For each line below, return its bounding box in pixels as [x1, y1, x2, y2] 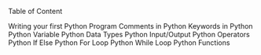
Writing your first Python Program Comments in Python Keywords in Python [8, 22, 253, 30]
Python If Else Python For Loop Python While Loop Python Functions [8, 38, 230, 47]
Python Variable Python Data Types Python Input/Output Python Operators [8, 30, 250, 39]
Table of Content [8, 7, 63, 15]
